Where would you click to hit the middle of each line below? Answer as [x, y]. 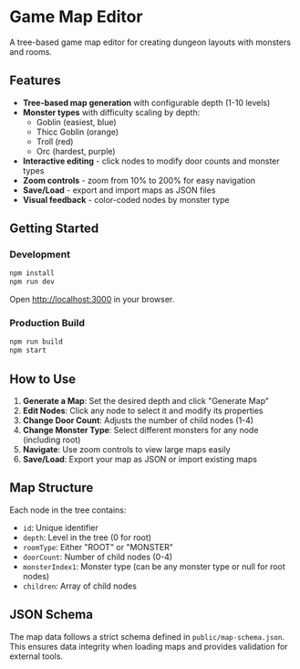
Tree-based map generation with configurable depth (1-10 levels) [146, 102]
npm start [28, 350]
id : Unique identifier [60, 527]
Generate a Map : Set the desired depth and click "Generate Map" [146, 401]
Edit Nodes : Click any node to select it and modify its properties [143, 411]
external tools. [36, 656]
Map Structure [52, 488]
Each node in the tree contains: [68, 510]
